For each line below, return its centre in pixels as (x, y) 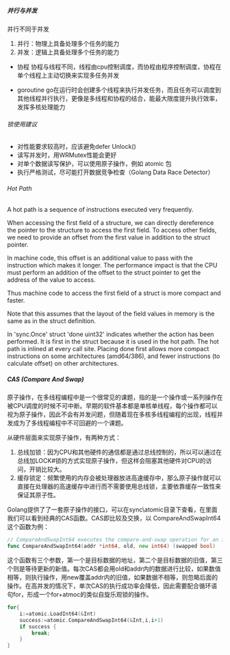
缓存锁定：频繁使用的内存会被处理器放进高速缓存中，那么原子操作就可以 (119, 478)
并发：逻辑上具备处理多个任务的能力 (68, 52)
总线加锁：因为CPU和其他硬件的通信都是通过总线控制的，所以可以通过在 (119, 452)
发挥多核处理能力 (41, 107)
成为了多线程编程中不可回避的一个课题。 (70, 423)
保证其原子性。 (38, 495)
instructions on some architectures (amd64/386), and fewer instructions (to (114, 356)
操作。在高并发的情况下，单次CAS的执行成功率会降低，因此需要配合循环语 (112, 586)
